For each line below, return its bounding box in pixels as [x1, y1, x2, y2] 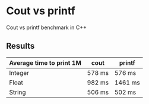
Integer [9, 68, 30, 77]
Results [6, 41, 35, 51]
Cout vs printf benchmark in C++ [6, 24, 87, 31]
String [9, 88, 26, 96]
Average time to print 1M [9, 58, 82, 67]
